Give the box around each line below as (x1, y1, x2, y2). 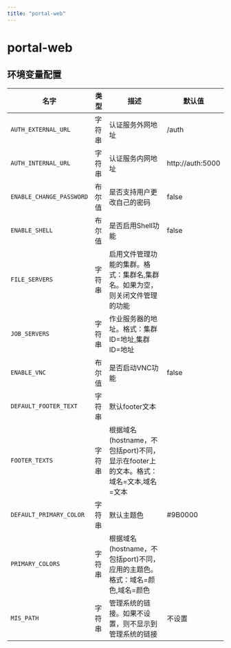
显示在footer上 (109, 456, 157, 465)
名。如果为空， (109, 280, 158, 290)
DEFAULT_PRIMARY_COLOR (10, 511, 85, 518)
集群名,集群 (122, 270, 159, 279)
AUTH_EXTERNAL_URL (10, 125, 71, 133)
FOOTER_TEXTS (10, 456, 54, 464)
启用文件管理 (109, 249, 151, 259)
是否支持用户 (109, 187, 151, 196)
